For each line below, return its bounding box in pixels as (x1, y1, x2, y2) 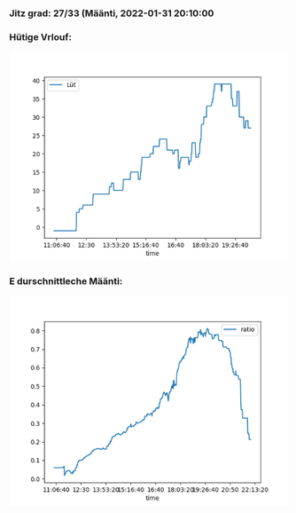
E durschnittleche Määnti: (9, 275, 123, 288)
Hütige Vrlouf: (9, 30, 73, 43)
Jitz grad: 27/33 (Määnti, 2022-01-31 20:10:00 (9, 7, 214, 20)
